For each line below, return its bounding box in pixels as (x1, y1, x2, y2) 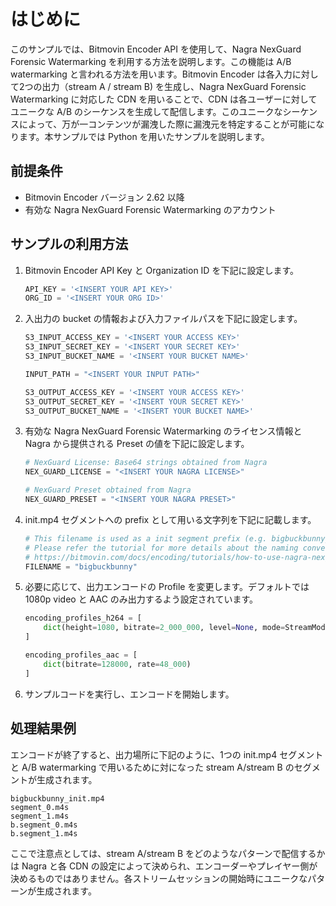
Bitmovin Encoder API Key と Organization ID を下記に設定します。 (24, 264, 300, 276)
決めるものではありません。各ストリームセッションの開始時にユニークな (10, 872, 308, 884)
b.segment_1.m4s (10, 828, 78, 839)
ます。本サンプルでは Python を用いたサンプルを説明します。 (18, 130, 270, 142)
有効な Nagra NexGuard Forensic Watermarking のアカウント (24, 203, 277, 215)
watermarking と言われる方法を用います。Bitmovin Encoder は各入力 (10, 68, 293, 80)
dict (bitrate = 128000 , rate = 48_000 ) (43, 659, 192, 669)
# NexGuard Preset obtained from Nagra (24, 485, 192, 495)
